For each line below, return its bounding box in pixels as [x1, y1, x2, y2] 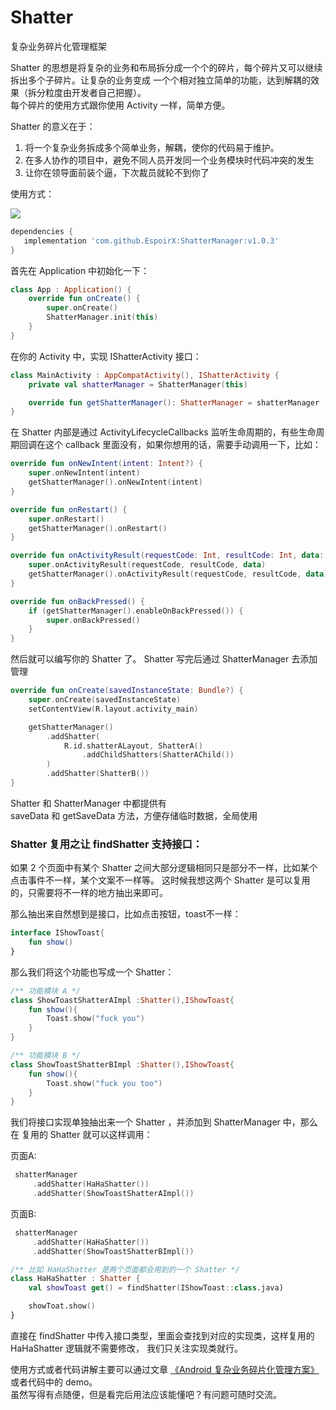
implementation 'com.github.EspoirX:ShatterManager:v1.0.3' [23, 236, 280, 246]
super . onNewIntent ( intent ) [28, 468, 141, 478]
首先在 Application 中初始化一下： [10, 264, 150, 276]
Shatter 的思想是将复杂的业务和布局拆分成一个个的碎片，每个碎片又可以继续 [10, 61, 323, 73]
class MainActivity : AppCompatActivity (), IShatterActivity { [10, 370, 280, 380]
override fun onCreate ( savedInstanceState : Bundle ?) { [10, 686, 244, 696]
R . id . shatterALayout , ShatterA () [63, 741, 203, 751]
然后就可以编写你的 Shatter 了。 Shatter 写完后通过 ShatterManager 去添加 [10, 653, 318, 665]
